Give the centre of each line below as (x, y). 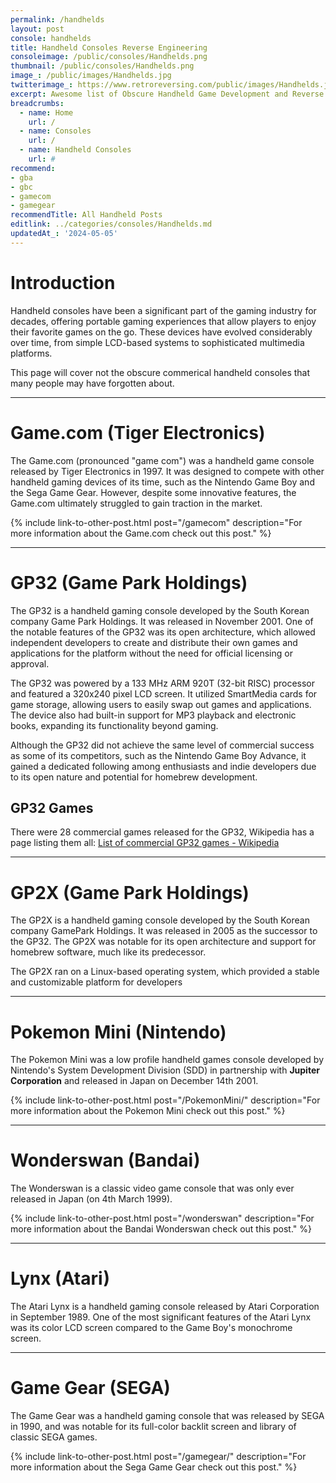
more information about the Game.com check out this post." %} (141, 533)
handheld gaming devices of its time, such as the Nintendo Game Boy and (162, 482)
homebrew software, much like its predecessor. (108, 952)
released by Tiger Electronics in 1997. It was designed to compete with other (167, 471)
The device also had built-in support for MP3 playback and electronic (153, 715)
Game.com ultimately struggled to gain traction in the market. (136, 503)
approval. (30, 663)
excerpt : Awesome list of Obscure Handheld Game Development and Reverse (167, 94)
